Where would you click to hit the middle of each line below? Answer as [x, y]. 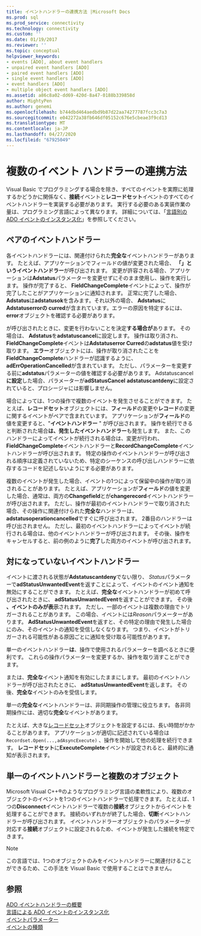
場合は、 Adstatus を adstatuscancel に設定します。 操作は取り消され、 [94, 336]
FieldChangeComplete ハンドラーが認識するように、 [71, 358]
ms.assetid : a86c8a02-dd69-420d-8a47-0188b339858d [71, 95]
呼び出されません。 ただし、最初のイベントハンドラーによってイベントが [96, 526]
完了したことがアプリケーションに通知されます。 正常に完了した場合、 [93, 293]
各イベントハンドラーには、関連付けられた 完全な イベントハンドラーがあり [98, 255]
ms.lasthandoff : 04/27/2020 [41, 135]
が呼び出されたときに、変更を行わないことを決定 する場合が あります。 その [98, 328]
